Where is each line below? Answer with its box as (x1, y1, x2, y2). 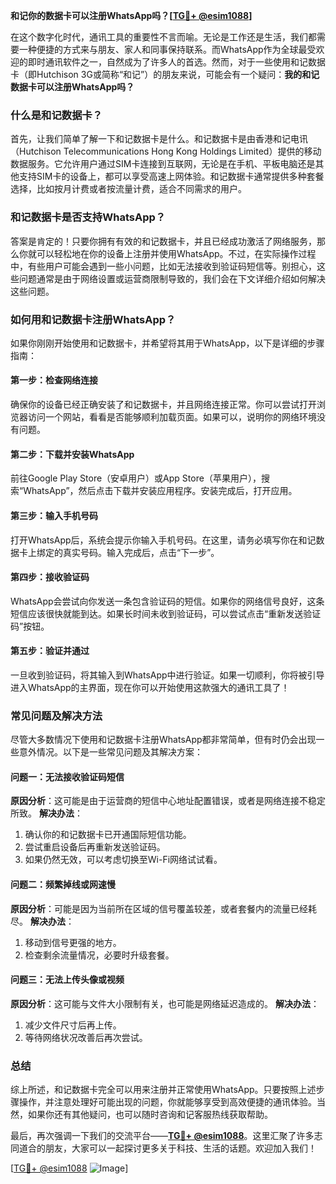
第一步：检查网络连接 (10, 374, 98, 386)
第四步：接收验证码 (10, 571, 90, 583)
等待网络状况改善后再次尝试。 (24, 1031, 148, 1043)
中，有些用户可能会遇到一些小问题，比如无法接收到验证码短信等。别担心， (10, 260, 317, 272)
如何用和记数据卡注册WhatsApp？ (10, 312, 177, 326)
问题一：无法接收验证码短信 (10, 770, 125, 783)
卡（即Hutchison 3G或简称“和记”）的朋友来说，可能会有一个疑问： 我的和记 (10, 69, 320, 80)
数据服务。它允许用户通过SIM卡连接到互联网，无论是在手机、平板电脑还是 (10, 158, 316, 170)
